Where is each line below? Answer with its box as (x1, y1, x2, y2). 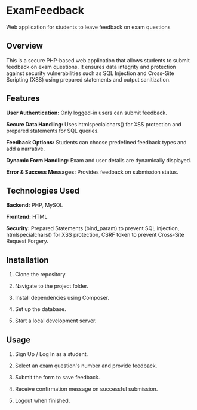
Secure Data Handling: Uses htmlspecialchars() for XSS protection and (6, 120, 182, 128)
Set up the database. (14, 306, 67, 313)
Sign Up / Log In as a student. (14, 351, 88, 357)
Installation (6, 255, 49, 265)
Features (6, 94, 40, 104)
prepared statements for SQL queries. (6, 127, 100, 134)
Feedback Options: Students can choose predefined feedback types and (6, 138, 187, 146)
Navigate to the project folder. (14, 282, 88, 290)
